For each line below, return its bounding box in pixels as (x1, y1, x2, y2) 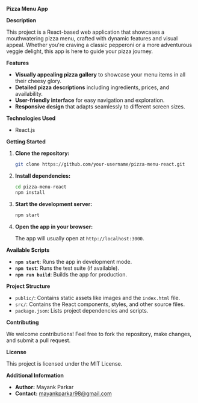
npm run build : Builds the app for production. (14, 270, 128, 278)
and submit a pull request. (6, 337, 71, 344)
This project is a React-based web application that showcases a (6, 28, 165, 36)
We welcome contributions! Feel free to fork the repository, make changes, (6, 330, 192, 337)
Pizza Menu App (6, 5, 48, 12)
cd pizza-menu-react (14, 184, 67, 190)
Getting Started (6, 138, 46, 145)
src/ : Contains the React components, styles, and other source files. (14, 301, 185, 308)
